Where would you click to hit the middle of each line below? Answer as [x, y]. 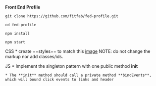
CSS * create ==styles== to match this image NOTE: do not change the [78, 51]
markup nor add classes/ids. [34, 57]
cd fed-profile [21, 25]
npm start [15, 42]
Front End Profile [23, 7]
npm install [17, 34]
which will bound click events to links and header [59, 80]
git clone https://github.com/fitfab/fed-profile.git [62, 16]
